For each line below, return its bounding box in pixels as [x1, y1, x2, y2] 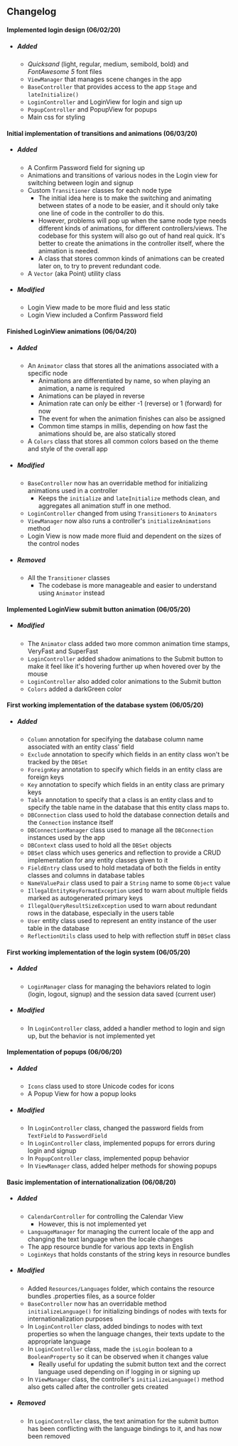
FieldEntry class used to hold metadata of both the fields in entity [27, 864, 221, 872]
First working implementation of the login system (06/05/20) [6, 948, 191, 956]
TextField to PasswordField [27, 1131, 107, 1140]
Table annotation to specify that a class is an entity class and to [27, 796, 214, 804]
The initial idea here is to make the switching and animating [38, 194, 212, 202]
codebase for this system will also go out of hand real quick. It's [38, 231, 225, 240]
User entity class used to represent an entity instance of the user [27, 917, 217, 925]
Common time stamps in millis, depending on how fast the [38, 422, 208, 431]
